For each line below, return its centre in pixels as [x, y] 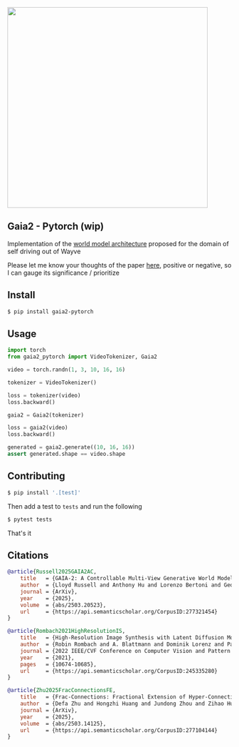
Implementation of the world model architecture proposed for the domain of [118, 243]
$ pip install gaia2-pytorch [51, 311]
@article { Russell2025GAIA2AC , [52, 572]
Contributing [36, 476]
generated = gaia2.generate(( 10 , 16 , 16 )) [71, 447]
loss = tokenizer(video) [44, 395]
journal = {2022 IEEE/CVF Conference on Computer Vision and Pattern [126, 651]
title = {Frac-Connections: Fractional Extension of [103, 697]
